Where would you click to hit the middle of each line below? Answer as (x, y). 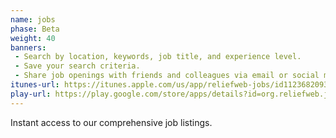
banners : (28, 47)
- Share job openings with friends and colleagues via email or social (167, 76)
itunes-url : (35, 85)
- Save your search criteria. (77, 66)
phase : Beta (35, 29)
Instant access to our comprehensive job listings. (111, 122)
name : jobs (33, 19)
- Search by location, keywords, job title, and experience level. (158, 57)
